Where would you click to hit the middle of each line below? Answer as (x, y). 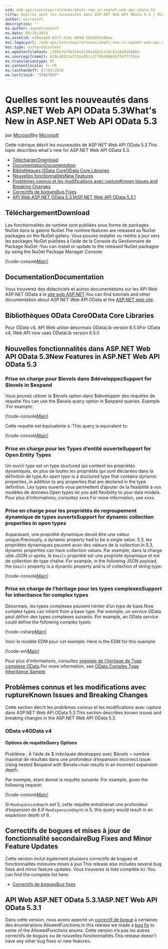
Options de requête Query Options (41, 743)
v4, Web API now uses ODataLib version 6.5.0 (52, 333)
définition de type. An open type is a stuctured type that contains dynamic (81, 476)
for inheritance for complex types (47, 595)
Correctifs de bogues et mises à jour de (68, 831)
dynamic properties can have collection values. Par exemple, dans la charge (84, 550)
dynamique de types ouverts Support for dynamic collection (79, 517)
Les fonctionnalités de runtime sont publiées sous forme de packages (77, 225)
